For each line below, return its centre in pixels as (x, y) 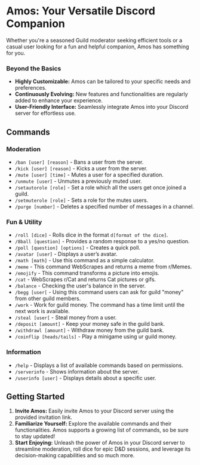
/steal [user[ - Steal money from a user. (66, 317)
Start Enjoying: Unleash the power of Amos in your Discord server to (100, 443)
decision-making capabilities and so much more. (75, 455)
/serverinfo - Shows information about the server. (77, 371)
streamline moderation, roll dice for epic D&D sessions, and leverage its (103, 449)
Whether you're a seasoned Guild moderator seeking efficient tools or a (94, 40)
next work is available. (42, 311)
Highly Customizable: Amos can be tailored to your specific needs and (103, 81)
